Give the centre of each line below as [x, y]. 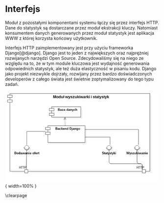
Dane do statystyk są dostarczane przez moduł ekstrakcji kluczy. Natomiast [82, 27]
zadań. [12, 84]
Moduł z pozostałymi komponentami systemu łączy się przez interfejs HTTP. [82, 23]
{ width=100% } [21, 186]
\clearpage [16, 196]
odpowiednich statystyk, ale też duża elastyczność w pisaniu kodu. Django [81, 68]
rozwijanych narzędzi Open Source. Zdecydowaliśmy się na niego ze [74, 58]
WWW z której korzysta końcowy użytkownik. [51, 38]
